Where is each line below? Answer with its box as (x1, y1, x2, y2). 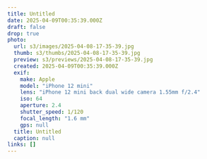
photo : (7, 37, 27, 44)
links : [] (7, 141, 37, 148)
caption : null (13, 134, 55, 141)
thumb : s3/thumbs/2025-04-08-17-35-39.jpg (13, 50, 141, 57)
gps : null (20, 121, 49, 129)
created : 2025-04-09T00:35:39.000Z (13, 63, 119, 70)
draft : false (7, 23, 46, 30)
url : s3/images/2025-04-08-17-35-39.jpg (13, 43, 134, 50)
